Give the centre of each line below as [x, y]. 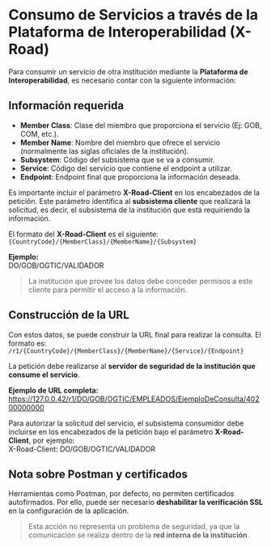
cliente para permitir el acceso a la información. [108, 290]
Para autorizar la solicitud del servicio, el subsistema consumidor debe [126, 423]
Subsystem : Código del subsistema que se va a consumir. [117, 159]
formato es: [28, 343]
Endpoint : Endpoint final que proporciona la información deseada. [130, 176]
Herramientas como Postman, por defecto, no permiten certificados [121, 494]
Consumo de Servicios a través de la [133, 15]
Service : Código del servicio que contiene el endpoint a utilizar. [126, 168]
